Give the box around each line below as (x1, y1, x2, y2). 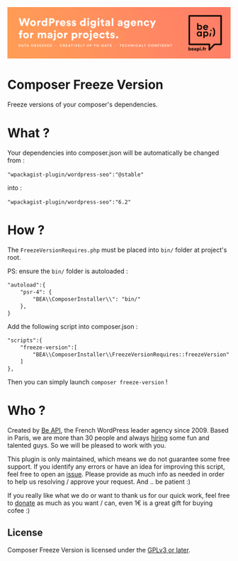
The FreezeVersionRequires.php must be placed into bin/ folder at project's (7, 245, 227, 254)
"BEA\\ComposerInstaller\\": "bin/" (33, 295, 141, 303)
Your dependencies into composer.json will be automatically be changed (7, 149, 220, 157)
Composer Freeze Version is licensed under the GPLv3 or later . (7, 545, 191, 554)
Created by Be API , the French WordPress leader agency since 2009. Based (7, 426, 229, 434)
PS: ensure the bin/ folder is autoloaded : (7, 267, 128, 275)
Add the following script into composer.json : (7, 322, 138, 331)
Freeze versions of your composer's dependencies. (7, 100, 158, 109)
